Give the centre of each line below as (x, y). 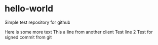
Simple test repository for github (38, 22)
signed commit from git (28, 37)
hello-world (29, 9)
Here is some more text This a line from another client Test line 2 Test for (79, 32)
